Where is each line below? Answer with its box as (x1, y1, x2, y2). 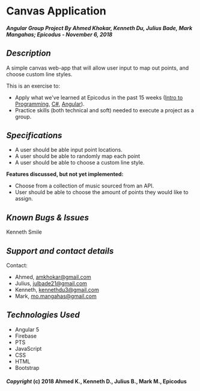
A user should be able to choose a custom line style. (14, 159, 145, 166)
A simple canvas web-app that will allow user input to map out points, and (6, 64, 189, 71)
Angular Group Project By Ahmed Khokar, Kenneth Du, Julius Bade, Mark (6, 24, 193, 31)
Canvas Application (6, 4, 106, 18)
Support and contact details (6, 246, 114, 256)
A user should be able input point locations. (14, 146, 123, 154)
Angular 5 (14, 326, 40, 333)
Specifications (6, 130, 62, 141)
